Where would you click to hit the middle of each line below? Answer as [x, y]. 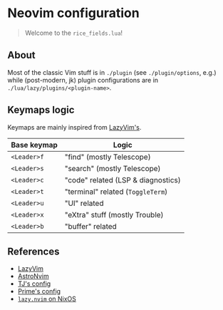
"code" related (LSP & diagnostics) [123, 180]
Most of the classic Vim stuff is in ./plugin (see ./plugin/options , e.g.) [112, 72]
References [33, 251]
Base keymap [35, 145]
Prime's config [39, 291]
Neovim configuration [74, 13]
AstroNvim [33, 277]
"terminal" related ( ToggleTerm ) [116, 192]
